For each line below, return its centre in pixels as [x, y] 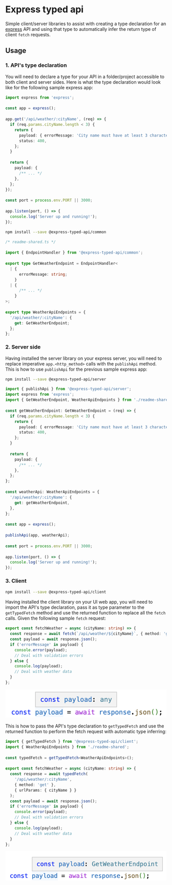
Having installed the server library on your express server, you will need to [84, 358]
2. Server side [23, 347]
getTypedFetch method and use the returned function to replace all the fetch [85, 613]
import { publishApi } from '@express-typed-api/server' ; [68, 389]
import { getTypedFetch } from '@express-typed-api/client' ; [72, 741]
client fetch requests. [28, 34]
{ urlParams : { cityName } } [46, 790]
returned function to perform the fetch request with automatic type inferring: [86, 731]
